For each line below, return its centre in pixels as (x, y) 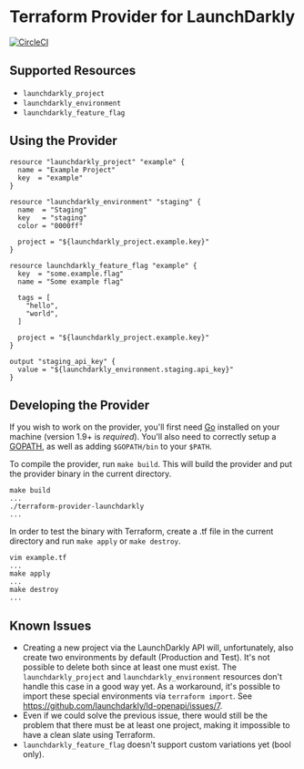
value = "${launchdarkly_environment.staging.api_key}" (126, 369)
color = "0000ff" (51, 225)
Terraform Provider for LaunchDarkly (152, 17)
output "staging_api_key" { (63, 361)
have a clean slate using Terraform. (89, 735)
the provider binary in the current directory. (91, 474)
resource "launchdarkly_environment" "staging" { (106, 202)
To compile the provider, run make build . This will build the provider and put (151, 464)
